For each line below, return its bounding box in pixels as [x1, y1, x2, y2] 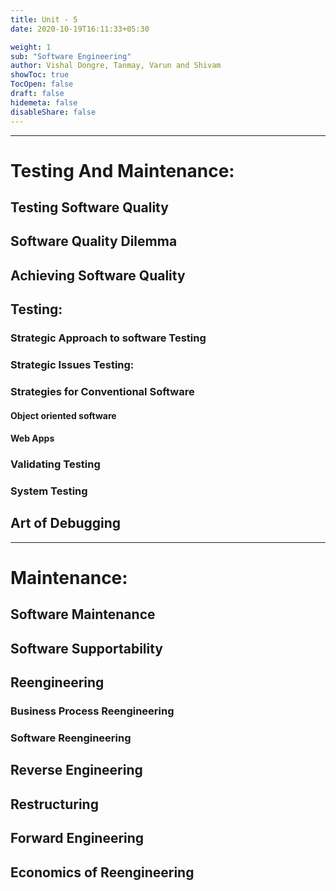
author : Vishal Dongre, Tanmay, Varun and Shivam [10, 61, 222, 71]
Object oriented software [10, 409, 117, 421]
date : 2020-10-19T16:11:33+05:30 [10, 24, 150, 34]
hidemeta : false [10, 97, 78, 108]
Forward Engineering [10, 830, 145, 847]
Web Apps [10, 432, 55, 445]
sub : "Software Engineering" [10, 51, 132, 61]
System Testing [10, 484, 88, 498]
